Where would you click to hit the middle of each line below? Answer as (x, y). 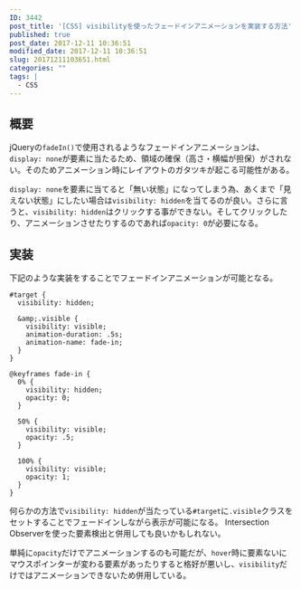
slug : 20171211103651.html (60, 60)
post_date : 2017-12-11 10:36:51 (70, 43)
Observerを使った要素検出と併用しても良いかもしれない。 (118, 534)
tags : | (24, 77)
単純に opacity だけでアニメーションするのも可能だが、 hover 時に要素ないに (148, 553)
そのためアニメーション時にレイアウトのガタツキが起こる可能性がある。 (160, 170)
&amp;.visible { (48, 319)
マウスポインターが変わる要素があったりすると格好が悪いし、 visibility (145, 564)
